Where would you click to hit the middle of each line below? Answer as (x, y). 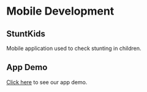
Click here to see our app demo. (47, 82)
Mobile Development (60, 11)
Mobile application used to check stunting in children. (74, 48)
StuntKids (26, 34)
